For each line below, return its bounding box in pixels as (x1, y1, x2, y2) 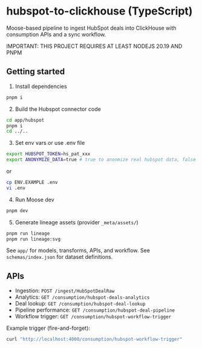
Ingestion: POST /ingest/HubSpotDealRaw (15, 287, 115, 295)
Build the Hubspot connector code (15, 105, 101, 113)
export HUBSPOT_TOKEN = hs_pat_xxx (6, 151, 91, 157)
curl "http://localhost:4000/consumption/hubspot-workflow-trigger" (6, 336, 183, 343)
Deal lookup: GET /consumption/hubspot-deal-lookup (15, 300, 146, 307)
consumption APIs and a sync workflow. (6, 30, 106, 38)
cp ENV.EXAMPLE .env (6, 179, 59, 186)
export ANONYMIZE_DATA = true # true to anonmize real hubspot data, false (6, 156, 197, 163)
